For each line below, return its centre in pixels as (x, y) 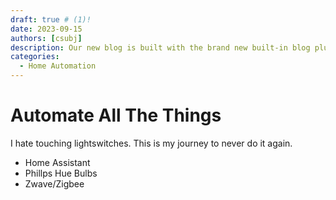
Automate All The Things (116, 115)
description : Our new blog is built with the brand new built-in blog (160, 47)
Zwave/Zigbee (54, 183)
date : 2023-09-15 (46, 29)
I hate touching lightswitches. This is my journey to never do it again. (151, 143)
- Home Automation (58, 66)
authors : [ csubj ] (46, 38)
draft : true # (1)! (51, 19)
